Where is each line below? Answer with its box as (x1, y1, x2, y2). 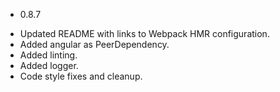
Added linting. (19, 49, 78, 61)
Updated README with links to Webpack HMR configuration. (19, 28, 270, 39)
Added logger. (19, 60, 79, 71)
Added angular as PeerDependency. (19, 39, 170, 50)
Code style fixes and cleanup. (19, 70, 143, 82)
